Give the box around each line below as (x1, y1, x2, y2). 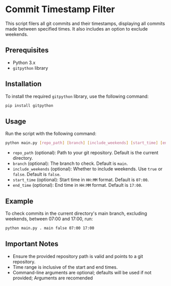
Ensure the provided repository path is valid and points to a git (12, 253, 144, 259)
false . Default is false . (12, 171, 61, 178)
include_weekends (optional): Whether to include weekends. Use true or (12, 166, 163, 172)
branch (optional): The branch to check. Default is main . (12, 160, 128, 166)
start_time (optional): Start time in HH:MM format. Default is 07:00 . (12, 177, 149, 183)
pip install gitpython (5, 103, 53, 108)
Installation (5, 80, 42, 89)
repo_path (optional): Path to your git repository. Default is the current (12, 150, 159, 156)
